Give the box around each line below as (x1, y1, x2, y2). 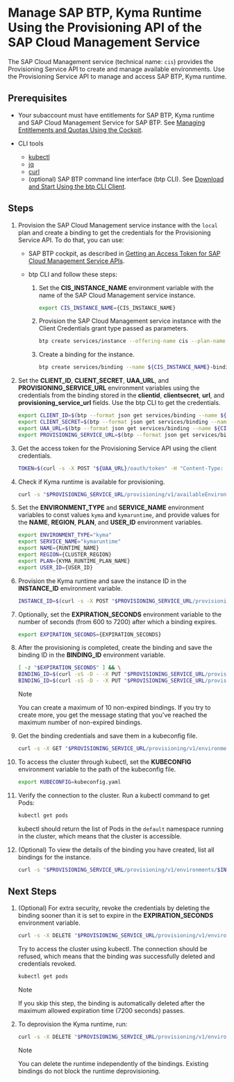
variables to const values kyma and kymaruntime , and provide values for (17, 511, 220, 519)
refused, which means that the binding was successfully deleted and (17, 952, 215, 961)
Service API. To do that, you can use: (17, 235, 124, 244)
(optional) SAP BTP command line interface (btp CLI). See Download (28, 175, 224, 183)
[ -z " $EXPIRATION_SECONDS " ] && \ (17, 665, 122, 671)
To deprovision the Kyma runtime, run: (17, 1020, 128, 1028)
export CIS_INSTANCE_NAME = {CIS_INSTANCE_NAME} (38, 304, 176, 311)
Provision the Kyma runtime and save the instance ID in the (17, 576, 187, 585)
